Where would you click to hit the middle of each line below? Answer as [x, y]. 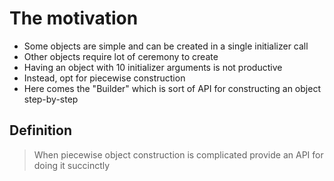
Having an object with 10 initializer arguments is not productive [153, 67]
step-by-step [51, 99]
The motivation [74, 18]
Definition [40, 130]
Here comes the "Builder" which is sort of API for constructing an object [172, 88]
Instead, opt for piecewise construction [104, 78]
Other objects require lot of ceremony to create [121, 56]
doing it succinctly [72, 165]
